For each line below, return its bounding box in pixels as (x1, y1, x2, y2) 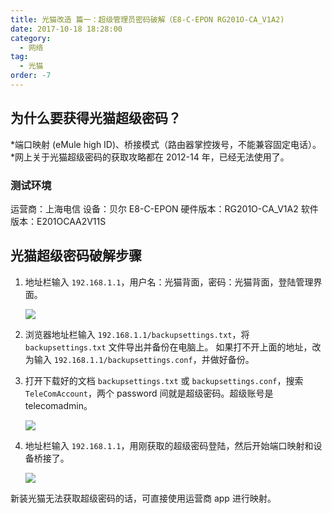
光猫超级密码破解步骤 (10, 247, 142, 265)
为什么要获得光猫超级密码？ (10, 110, 182, 127)
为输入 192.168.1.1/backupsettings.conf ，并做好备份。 (24, 353, 255, 365)
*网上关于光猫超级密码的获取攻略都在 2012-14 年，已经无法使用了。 (10, 151, 290, 163)
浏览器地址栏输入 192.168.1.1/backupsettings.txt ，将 (24, 328, 250, 340)
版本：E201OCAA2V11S (10, 215, 107, 227)
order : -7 (10, 71, 52, 81)
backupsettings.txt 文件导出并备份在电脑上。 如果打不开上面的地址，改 (24, 341, 322, 353)
